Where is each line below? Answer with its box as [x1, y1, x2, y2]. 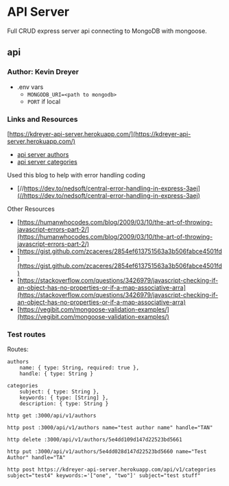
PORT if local [27, 97, 60, 105]
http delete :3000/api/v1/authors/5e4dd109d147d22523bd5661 [7, 436, 183, 444]
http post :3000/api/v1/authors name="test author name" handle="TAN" [7, 424, 213, 431]
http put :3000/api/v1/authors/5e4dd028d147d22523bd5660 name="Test [7, 448, 207, 455]
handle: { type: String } [19, 370, 94, 377]
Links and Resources [7, 114, 78, 124]
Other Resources [7, 205, 55, 213]
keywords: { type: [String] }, [19, 394, 109, 401]
